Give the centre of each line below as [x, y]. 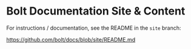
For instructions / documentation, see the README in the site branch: [94, 28]
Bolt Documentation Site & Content [96, 11]
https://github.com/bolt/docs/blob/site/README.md [71, 39]
